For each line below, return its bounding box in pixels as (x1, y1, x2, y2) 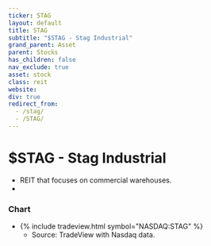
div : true (8, 93, 41, 101)
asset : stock (8, 71, 52, 79)
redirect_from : (8, 100, 59, 108)
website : (8, 85, 37, 94)
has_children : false (8, 56, 77, 64)
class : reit (8, 78, 48, 86)
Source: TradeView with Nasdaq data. (31, 230, 155, 240)
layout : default (8, 19, 62, 27)
